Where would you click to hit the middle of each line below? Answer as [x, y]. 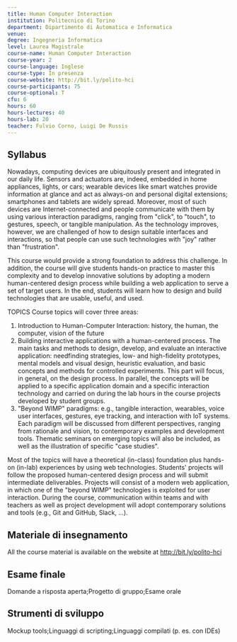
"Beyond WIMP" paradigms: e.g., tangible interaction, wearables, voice [121, 409]
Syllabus [27, 154]
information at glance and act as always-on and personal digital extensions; [117, 194]
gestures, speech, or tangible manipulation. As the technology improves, [113, 225]
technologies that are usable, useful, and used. [76, 298]
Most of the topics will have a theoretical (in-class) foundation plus [105, 460]
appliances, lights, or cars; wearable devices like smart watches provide [112, 187]
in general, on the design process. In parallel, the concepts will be [114, 378]
